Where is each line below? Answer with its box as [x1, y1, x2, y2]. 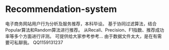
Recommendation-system [5, 3, 117, 15]
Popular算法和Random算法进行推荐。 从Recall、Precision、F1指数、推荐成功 [5, 26, 164, 33]
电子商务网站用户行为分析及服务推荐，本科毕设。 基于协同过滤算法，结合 [5, 20, 157, 26]
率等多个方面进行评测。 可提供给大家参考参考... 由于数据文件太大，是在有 [5, 33, 157, 39]
